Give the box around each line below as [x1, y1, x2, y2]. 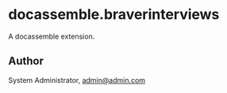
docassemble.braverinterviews [8, 6, 220, 24]
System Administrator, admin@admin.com [8, 75, 145, 84]
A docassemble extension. [8, 32, 95, 41]
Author [8, 54, 44, 68]
